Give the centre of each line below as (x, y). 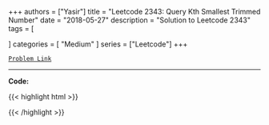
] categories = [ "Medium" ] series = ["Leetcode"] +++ (98, 44)
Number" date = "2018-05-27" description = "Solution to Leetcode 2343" (129, 20)
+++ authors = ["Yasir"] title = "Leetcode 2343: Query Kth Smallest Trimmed (134, 12)
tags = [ (21, 28)
